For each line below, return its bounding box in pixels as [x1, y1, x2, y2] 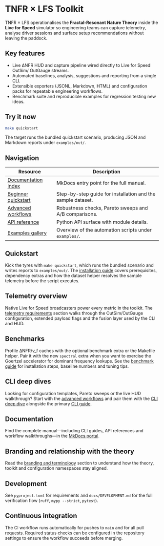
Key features [5, 49, 45, 58]
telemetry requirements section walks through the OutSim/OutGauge [5, 310, 143, 316]
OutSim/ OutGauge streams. [12, 67, 69, 73]
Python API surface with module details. [56, 219, 148, 226]
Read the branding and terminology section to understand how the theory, [5, 460, 154, 466]
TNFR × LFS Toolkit [5, 3, 84, 15]
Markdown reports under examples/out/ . [5, 140, 86, 146]
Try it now [5, 113, 37, 121]
